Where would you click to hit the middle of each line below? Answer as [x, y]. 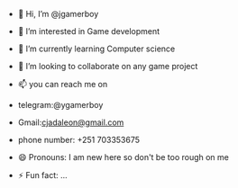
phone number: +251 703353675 [79, 140]
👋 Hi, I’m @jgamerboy [58, 14]
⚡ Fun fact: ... [42, 175]
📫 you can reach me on [63, 84]
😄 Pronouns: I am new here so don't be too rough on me [124, 157]
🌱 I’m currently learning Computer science [96, 49]
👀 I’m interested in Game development [89, 31]
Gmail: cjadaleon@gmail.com [71, 122]
